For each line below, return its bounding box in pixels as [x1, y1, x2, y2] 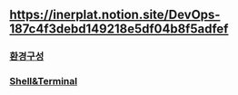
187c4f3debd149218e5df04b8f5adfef [9, 22, 229, 37]
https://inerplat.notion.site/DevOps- [9, 7, 221, 23]
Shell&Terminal [9, 75, 78, 88]
